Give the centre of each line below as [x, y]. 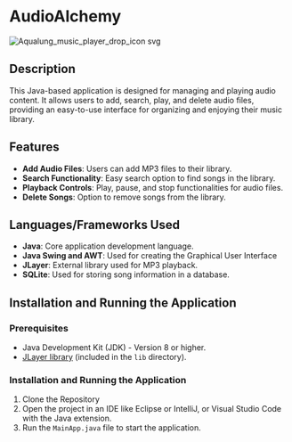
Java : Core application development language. [108, 246]
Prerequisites [39, 328]
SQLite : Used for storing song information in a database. [126, 274]
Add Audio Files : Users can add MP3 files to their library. [127, 168]
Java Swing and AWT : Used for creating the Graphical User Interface [150, 256]
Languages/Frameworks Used [95, 225]
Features [34, 147]
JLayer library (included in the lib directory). [104, 357]
